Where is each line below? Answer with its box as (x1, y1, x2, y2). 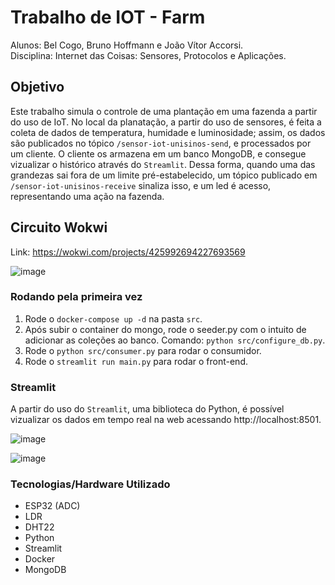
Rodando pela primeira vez (10, 290, 143, 304)
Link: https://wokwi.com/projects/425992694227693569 (10, 246, 246, 258)
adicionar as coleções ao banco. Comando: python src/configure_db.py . (24, 334, 326, 346)
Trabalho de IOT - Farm (10, 6, 206, 29)
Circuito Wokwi (10, 219, 108, 236)
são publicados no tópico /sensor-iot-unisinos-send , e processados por (10, 137, 312, 149)
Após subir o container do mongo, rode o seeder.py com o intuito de (24, 323, 307, 335)
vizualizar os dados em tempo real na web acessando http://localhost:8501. (10, 414, 322, 426)
